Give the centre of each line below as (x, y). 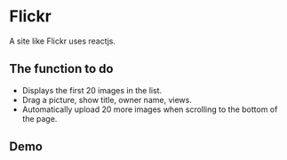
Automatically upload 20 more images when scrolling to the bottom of (150, 109)
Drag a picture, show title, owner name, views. (107, 100)
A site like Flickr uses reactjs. (62, 41)
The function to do (61, 69)
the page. (40, 118)
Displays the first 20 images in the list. (92, 90)
